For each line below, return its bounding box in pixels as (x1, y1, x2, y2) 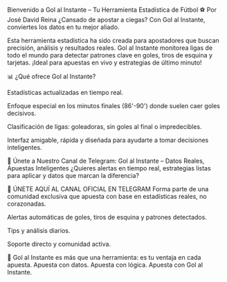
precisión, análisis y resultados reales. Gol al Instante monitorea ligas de (7, 44, 213, 52)
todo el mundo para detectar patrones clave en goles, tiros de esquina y (7, 51, 213, 59)
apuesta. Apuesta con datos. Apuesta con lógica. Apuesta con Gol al (7, 261, 203, 269)
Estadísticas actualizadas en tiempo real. (7, 89, 123, 96)
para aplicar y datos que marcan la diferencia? (7, 172, 140, 179)
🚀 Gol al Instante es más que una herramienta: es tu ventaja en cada (7, 254, 201, 261)
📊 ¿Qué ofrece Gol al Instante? (7, 72, 96, 80)
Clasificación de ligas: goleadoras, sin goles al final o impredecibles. (7, 123, 202, 130)
